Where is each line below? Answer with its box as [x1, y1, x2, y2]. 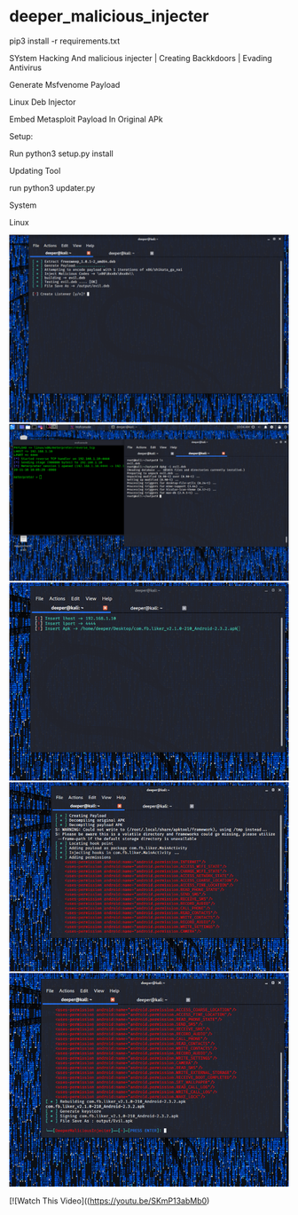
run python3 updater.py [9, 182, 96, 193]
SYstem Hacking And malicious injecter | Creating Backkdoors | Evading [9, 52, 272, 63]
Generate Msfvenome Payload [9, 79, 121, 90]
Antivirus [9, 62, 43, 73]
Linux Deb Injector [9, 96, 76, 107]
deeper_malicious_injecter [9, 6, 209, 27]
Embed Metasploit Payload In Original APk [9, 114, 163, 124]
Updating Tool [9, 165, 61, 176]
